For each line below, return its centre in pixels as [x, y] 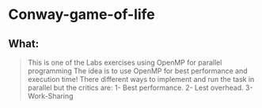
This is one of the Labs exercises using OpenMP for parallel [125, 62]
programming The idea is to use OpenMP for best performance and [137, 71]
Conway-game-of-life [82, 15]
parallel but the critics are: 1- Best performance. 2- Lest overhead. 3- [140, 88]
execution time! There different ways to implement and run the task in [141, 79]
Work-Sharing [50, 96]
